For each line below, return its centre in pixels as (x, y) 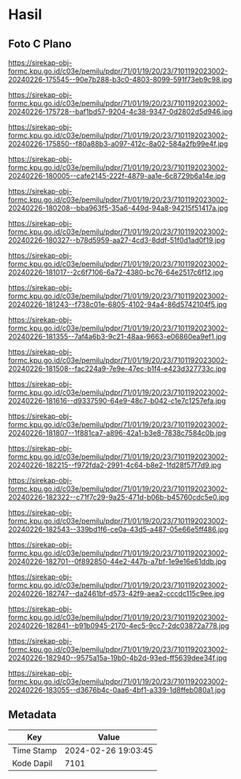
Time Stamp (35, 751)
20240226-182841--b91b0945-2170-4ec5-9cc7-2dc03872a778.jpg (119, 626)
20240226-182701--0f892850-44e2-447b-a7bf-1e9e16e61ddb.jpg (117, 562)
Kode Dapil (32, 763)
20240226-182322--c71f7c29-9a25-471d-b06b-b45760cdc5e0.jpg (119, 497)
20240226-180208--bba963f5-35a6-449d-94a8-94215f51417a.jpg (118, 208)
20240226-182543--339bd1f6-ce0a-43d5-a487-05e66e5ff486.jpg (119, 529)
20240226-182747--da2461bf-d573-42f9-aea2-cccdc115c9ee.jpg (117, 594)
